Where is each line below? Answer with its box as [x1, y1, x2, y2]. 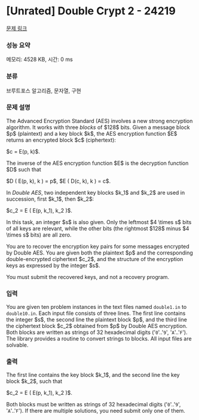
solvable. [6, 342, 29, 349]
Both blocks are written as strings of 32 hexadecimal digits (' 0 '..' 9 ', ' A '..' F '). [6, 329, 188, 336]
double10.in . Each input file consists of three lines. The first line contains [6, 309, 186, 317]
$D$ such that [6, 165, 42, 173]
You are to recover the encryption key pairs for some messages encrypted [6, 243, 189, 250]
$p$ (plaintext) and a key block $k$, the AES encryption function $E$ [6, 130, 177, 137]
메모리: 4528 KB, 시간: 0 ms [6, 56, 73, 63]
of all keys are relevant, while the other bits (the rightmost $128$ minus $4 [6, 225, 189, 232]
